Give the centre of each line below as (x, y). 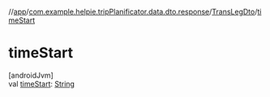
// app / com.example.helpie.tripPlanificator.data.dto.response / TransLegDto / (133, 12)
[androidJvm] (31, 75)
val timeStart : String (42, 83)
